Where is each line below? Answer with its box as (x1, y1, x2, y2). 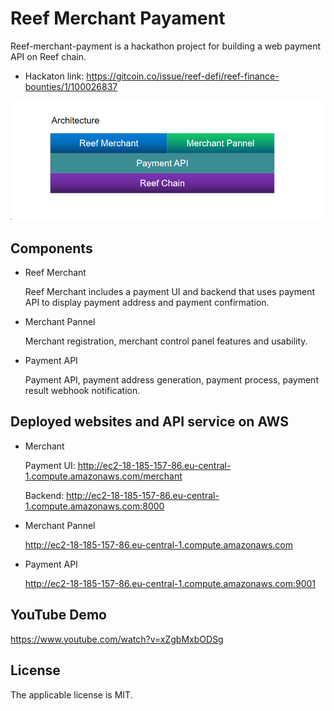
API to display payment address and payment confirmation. (24, 297, 270, 309)
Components (10, 240, 93, 257)
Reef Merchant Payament (10, 7, 226, 30)
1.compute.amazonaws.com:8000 (24, 500, 165, 512)
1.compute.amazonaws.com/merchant (24, 470, 183, 482)
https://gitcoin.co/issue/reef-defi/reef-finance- (86, 70, 280, 82)
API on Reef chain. (10, 50, 87, 62)
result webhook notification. (24, 385, 141, 397)
